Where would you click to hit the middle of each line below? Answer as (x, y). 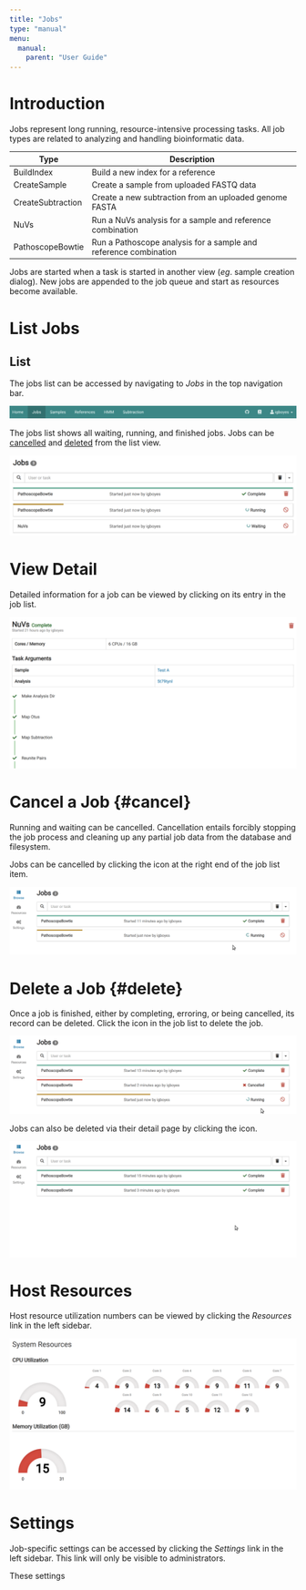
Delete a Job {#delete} (97, 989)
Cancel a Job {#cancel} (100, 802)
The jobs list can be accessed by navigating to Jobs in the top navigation (146, 383)
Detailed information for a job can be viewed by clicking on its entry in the (148, 595)
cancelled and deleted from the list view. (86, 443)
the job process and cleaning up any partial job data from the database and (151, 837)
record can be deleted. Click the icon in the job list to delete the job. (137, 1024)
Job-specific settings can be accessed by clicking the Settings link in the (147, 1549)
